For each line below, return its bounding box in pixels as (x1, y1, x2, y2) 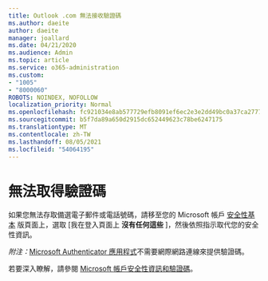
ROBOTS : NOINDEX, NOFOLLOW (8, 93, 98, 101)
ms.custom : (8, 71, 45, 79)
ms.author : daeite (8, 19, 69, 27)
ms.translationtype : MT (8, 123, 88, 131)
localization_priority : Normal (8, 101, 112, 109)
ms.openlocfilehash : (8, 109, 77, 117)
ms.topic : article (8, 57, 69, 65)
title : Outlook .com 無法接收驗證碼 (8, 11, 122, 20)
